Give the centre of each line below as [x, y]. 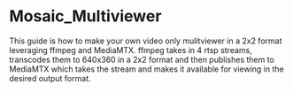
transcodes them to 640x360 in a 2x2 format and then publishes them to [142, 59]
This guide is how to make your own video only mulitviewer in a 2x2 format [146, 41]
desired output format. [50, 78]
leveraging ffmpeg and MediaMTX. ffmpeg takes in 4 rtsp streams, [131, 50]
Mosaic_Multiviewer [85, 16]
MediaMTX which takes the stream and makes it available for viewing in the [147, 69]
